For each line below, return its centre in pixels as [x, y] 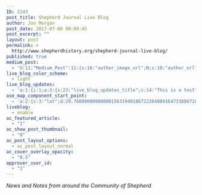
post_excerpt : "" [28, 34]
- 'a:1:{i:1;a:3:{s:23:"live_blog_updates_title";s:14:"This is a [96, 90]
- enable [23, 113]
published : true [26, 57]
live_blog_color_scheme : [37, 73]
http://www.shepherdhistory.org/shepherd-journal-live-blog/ [90, 51]
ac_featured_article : [33, 118]
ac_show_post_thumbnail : [37, 129]
